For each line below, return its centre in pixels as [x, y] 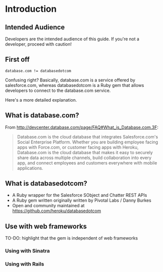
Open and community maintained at [48, 206]
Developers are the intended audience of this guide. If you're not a [72, 39]
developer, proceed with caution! [39, 44]
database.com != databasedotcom [38, 71]
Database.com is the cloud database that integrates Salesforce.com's [87, 136]
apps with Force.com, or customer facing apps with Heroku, [78, 147]
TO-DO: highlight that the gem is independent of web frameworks [72, 238]
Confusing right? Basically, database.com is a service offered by [70, 80]
